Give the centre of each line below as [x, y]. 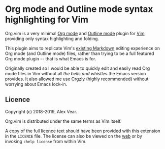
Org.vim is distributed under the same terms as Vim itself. [63, 121]
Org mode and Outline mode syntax [79, 9]
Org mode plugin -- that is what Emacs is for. [51, 58]
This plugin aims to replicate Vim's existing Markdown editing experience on [82, 48]
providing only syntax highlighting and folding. [52, 39]
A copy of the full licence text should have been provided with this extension [83, 131]
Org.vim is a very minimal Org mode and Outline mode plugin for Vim [75, 33]
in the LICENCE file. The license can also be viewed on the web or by [74, 136]
